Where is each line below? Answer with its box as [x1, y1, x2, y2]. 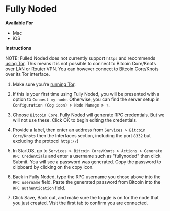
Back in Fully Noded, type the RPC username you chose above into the [12, 174, 161, 180]
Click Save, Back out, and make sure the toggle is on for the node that [12, 194, 159, 200]
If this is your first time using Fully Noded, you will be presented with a [12, 91, 160, 97]
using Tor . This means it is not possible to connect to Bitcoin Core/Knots [5, 60, 156, 66]
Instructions [5, 45, 32, 51]
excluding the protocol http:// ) [12, 138, 79, 144]
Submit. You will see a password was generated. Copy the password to [12, 159, 161, 165]
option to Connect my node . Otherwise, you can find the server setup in [12, 96, 160, 102]
